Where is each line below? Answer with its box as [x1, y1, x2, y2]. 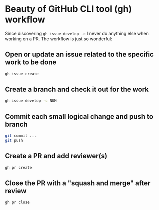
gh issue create [5, 71, 39, 76]
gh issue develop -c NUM [5, 98, 57, 103]
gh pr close [5, 200, 30, 205]
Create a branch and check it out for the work [5, 85, 149, 94]
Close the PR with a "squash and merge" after [5, 179, 151, 187]
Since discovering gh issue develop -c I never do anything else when [5, 30, 149, 36]
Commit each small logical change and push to [5, 112, 154, 121]
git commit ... [5, 133, 37, 138]
